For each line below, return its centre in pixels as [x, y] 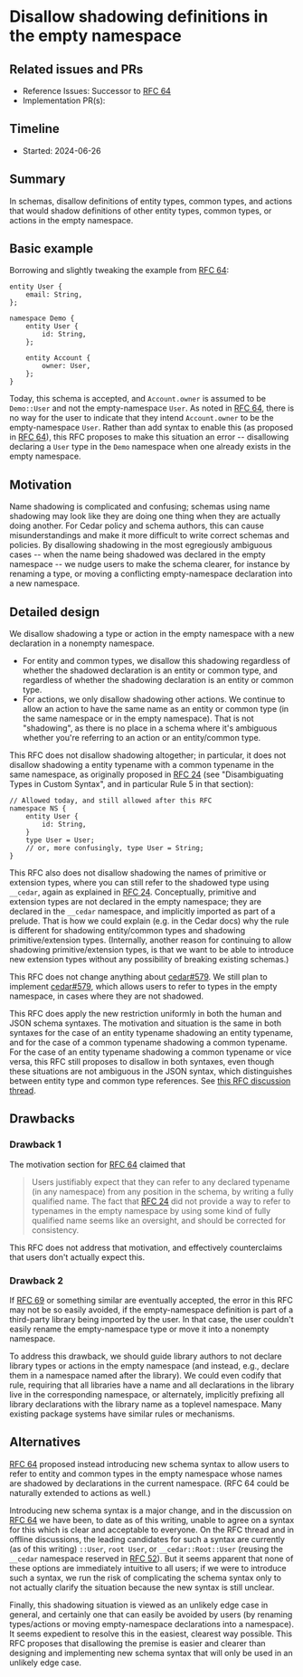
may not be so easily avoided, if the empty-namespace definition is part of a [151, 1310]
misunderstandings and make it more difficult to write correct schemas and [149, 535]
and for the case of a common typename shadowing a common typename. [148, 1043]
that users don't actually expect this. [77, 1257]
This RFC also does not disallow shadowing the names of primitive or [138, 873]
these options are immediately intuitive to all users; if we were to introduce [148, 1568]
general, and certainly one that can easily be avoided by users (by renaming [151, 1614]
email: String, [54, 295]
